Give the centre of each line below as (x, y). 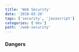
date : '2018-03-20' (25, 14)
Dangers (15, 44)
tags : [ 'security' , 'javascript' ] (40, 18)
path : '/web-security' (28, 27)
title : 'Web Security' (28, 9)
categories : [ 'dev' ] (26, 23)
